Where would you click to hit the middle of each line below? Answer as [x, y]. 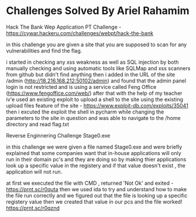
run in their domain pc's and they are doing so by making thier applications [96, 159]
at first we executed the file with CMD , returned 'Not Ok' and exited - [90, 183]
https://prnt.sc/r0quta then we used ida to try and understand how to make [97, 189]
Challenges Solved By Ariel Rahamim [98, 11]
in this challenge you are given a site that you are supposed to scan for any [97, 44]
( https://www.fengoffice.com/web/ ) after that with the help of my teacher [94, 93]
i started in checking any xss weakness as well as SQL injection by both [92, 62]
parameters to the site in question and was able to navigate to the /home [94, 118]
